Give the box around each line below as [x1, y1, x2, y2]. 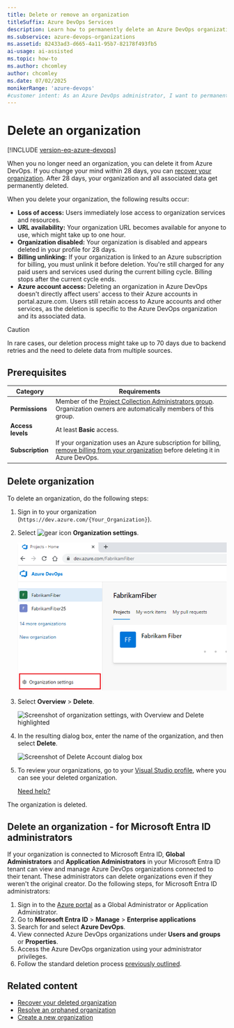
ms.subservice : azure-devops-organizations [7, 33, 136, 40]
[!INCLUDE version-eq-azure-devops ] [7, 146, 116, 155]
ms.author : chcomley [7, 63, 68, 70]
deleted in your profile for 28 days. [17, 246, 117, 254]
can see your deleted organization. [17, 773, 118, 782]
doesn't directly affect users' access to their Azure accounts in [17, 290, 198, 299]
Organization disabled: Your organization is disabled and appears [17, 238, 208, 246]
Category [16, 387, 44, 395]
